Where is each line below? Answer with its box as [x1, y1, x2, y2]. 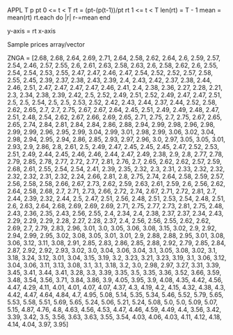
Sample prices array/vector [7, 40, 86, 48]
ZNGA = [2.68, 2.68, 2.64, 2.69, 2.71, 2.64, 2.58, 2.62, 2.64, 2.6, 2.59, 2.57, [7, 54, 220, 62]
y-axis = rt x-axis [7, 27, 56, 35]
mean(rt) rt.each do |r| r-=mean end [7, 13, 111, 22]
